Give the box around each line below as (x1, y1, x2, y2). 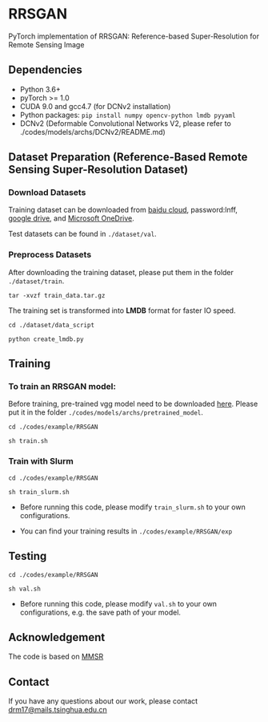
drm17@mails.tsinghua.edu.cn (8, 705, 108, 715)
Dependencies (8, 63, 82, 77)
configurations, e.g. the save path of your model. (19, 607, 182, 617)
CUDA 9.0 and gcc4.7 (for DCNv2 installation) (19, 101, 171, 111)
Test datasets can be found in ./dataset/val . (8, 229, 158, 239)
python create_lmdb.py (8, 335, 84, 343)
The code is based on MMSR (8, 651, 104, 662)
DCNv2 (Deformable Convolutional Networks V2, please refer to (19, 118, 232, 128)
